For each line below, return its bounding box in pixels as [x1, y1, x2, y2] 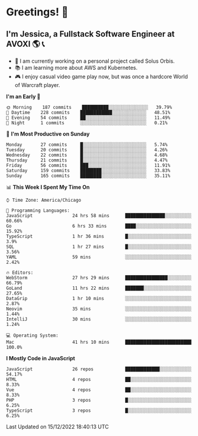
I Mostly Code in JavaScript [6, 355, 76, 361]
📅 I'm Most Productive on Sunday [6, 130, 90, 137]
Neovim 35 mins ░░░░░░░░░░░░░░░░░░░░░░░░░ [6, 306, 192, 312]
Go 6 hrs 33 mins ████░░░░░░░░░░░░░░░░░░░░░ [6, 223, 192, 229]
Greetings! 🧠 [6, 5, 69, 19]
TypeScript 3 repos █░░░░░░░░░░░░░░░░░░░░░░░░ [6, 408, 192, 414]
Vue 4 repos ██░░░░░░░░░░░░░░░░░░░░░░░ [6, 387, 192, 393]
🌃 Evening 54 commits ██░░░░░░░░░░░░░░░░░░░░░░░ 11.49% [6, 115, 170, 121]
